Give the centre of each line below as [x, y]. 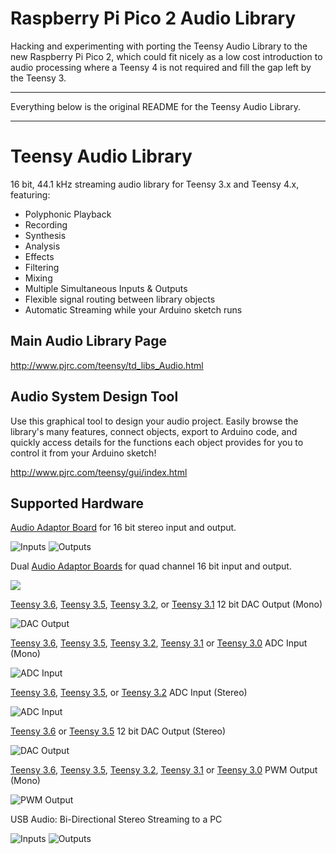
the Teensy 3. [38, 78]
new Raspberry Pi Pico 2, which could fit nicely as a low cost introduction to [166, 56]
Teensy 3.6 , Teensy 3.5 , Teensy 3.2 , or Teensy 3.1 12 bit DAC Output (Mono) [166, 604]
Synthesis [45, 235]
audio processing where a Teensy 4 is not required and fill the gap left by [161, 67]
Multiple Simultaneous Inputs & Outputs [106, 288]
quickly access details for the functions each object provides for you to [157, 442]
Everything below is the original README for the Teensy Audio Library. [156, 106]
